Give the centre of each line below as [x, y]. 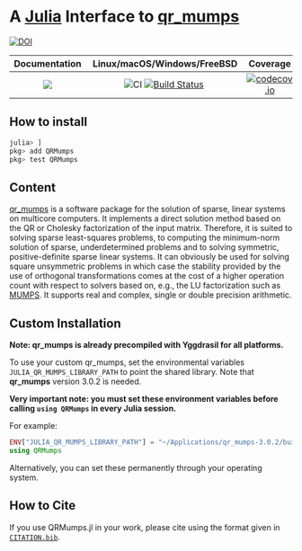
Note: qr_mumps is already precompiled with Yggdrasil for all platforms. [147, 345]
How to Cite [43, 506]
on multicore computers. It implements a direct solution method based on [145, 218]
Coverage [270, 63]
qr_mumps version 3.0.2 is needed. [75, 381]
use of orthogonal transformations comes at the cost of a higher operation [147, 276]
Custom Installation [65, 323]
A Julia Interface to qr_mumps [124, 17]
